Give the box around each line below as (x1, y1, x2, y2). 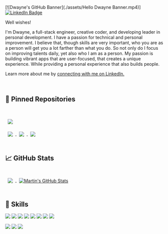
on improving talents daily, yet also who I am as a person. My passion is (5, 50, 153, 56)
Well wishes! (5, 20, 32, 25)
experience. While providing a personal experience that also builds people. (5, 61, 159, 67)
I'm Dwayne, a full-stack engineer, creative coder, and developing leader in (5, 29, 160, 35)
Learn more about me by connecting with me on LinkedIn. (5, 71, 124, 77)
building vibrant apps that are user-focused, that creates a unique (5, 56, 141, 62)
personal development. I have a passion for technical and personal (5, 35, 143, 40)
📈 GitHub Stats (5, 154, 54, 163)
